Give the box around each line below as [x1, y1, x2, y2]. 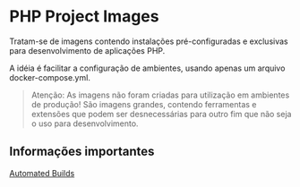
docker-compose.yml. [9, 72, 91, 82]
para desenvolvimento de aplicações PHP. [9, 45, 166, 55]
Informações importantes [9, 144, 155, 159]
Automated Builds [9, 167, 75, 178]
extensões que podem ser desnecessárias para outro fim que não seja [30, 108, 292, 119]
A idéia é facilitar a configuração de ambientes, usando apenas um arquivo [9, 63, 286, 73]
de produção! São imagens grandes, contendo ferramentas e [30, 98, 257, 109]
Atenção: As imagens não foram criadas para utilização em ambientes [30, 89, 290, 100]
